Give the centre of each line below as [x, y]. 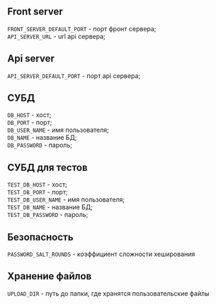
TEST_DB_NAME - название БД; [50, 207]
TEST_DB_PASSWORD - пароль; [48, 215]
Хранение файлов [50, 276]
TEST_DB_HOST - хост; [37, 184]
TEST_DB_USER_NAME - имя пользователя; [66, 200]
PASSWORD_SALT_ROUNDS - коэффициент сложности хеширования [101, 254]
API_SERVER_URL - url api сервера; [57, 36]
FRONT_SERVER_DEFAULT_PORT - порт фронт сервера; [82, 28]
